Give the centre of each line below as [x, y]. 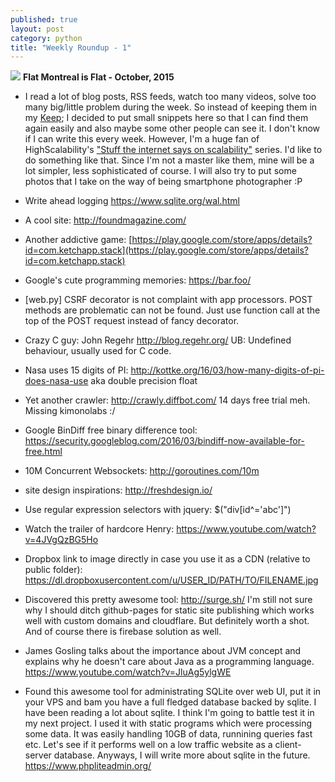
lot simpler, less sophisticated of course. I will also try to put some [160, 171]
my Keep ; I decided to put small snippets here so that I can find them [166, 118]
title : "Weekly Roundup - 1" [71, 47]
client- [288, 745]
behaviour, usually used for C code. [98, 351]
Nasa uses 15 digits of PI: [76, 370]
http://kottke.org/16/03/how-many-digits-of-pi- [227, 370]
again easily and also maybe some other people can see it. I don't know [172, 128]
